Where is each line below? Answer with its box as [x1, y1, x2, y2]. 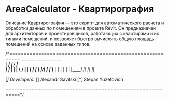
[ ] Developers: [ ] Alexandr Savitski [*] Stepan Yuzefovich [5, 76, 123, 82]
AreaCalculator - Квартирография [5, 3, 154, 15]
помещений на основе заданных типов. [5, 41, 91, 47]
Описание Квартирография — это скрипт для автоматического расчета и [5, 20, 164, 26]
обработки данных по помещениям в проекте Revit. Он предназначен [5, 25, 156, 31]
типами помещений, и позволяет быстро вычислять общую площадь [5, 36, 155, 42]
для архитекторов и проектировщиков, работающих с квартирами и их [5, 30, 160, 36]
